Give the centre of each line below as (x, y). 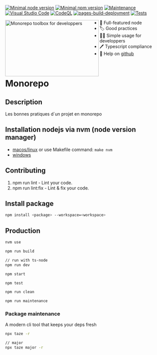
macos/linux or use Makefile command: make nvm (63, 149)
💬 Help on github (117, 53)
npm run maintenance (27, 301)
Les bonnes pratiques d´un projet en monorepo (54, 114)
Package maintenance (33, 314)
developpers (112, 41)
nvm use (13, 242)
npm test (14, 283)
